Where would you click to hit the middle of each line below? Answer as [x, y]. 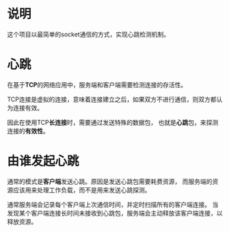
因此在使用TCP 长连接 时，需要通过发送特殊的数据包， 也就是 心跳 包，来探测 [113, 122]
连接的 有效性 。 [28, 131]
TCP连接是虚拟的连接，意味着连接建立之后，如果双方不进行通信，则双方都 [112, 99]
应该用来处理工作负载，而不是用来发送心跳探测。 [82, 190]
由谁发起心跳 [43, 161]
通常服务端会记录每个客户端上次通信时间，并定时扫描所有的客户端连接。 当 [113, 204]
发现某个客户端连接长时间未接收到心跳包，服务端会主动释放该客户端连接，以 [115, 213]
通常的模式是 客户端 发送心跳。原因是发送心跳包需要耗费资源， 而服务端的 [110, 181]
